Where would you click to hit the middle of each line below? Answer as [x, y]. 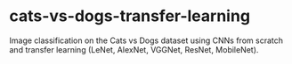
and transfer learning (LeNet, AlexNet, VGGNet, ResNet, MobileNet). [134, 49]
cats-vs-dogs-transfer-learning [130, 16]
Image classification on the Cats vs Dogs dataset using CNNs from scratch [146, 40]
